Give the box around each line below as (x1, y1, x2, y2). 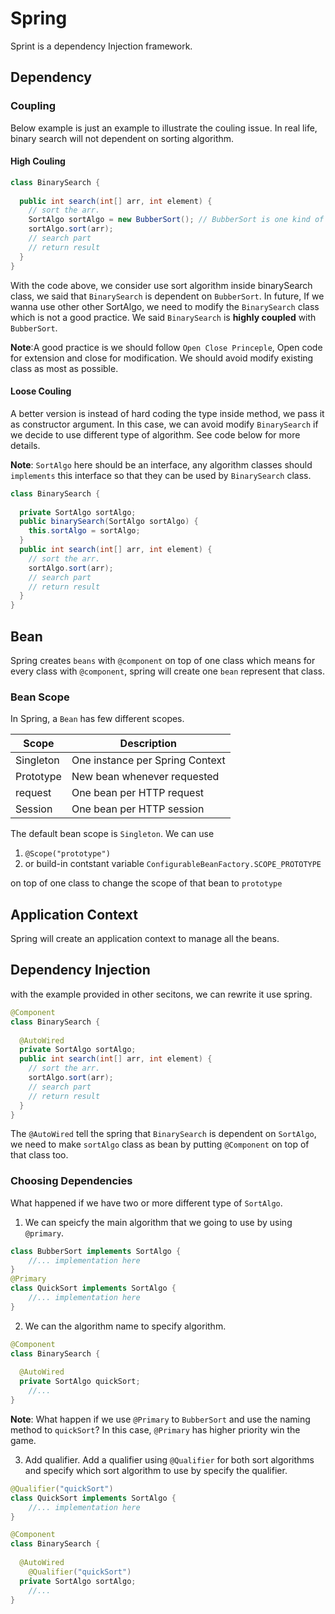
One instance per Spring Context (71, 753, 226, 767)
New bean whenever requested (71, 770, 220, 784)
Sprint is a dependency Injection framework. (10, 40, 193, 52)
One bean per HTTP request (71, 786, 205, 800)
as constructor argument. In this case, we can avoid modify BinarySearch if (10, 418, 319, 430)
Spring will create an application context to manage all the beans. (10, 933, 280, 945)
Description (119, 737, 178, 751)
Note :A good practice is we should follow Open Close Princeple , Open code (10, 341, 323, 353)
